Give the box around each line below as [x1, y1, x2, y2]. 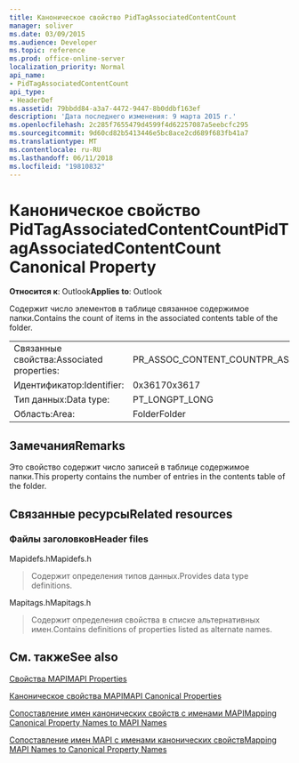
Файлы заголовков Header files [9, 533, 149, 545]
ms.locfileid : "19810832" [9, 162, 105, 171]
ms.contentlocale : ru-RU [9, 145, 101, 154]
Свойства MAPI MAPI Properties [9, 673, 127, 684]
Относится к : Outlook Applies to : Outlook [9, 286, 163, 297]
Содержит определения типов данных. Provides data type [30, 570, 249, 581]
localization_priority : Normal [9, 63, 125, 72]
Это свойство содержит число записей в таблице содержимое [9, 462, 250, 472]
